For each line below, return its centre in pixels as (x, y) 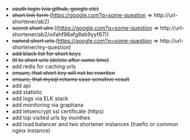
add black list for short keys (46, 53)
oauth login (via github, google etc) (55, 9)
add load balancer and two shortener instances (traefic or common (95, 124)
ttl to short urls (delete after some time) (60, 60)
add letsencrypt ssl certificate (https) (58, 111)
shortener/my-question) (41, 47)
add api (21, 86)
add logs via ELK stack (40, 98)
